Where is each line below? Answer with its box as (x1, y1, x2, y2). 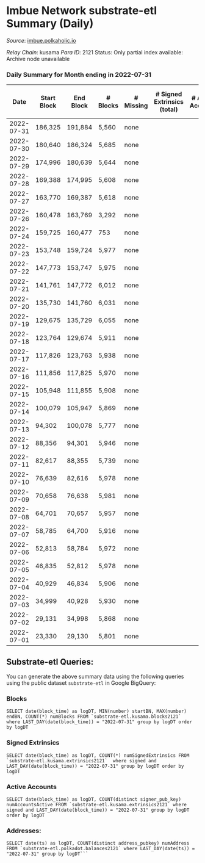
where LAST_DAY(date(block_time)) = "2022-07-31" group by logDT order (6, 719, 192, 725)
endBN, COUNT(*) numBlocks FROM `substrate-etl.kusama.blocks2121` (6, 713, 182, 720)
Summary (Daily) (6, 16, 94, 31)
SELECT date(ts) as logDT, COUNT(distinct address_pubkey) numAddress (6, 840, 190, 847)
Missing (124, 101, 148, 110)
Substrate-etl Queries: (6, 657, 94, 667)
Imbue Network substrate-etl (6, 4, 157, 18)
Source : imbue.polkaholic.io (6, 37, 76, 44)
